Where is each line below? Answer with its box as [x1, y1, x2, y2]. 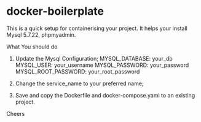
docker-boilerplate [6, 4, 104, 18]
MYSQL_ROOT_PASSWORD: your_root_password [15, 67, 140, 75]
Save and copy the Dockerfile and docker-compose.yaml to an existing [15, 91, 195, 99]
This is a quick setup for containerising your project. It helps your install [6, 25, 187, 32]
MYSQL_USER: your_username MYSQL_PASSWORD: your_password [15, 61, 189, 69]
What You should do [6, 43, 58, 50]
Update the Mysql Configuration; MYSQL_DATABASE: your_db [15, 55, 173, 62]
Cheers [6, 110, 25, 117]
